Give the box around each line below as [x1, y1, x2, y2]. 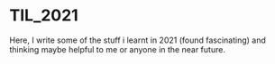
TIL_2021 [9, 5, 78, 26]
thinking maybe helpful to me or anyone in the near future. [9, 44, 225, 54]
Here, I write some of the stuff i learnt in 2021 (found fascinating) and [9, 35, 266, 45]
